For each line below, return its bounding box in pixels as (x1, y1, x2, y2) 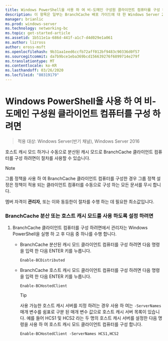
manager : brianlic (5, 17, 43, 22)
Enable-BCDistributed (19, 258, 65, 263)
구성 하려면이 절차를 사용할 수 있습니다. (14, 155, 91, 161)
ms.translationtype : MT (5, 59, 55, 64)
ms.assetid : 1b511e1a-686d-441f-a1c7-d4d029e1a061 (5, 36, 113, 41)
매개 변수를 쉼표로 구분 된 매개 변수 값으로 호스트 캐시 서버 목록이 (19, 309, 146, 315)
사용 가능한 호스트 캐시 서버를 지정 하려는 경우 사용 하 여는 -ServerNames (19, 302, 161, 308)
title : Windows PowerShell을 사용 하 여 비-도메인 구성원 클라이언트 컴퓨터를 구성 (5, 7, 160, 13)
